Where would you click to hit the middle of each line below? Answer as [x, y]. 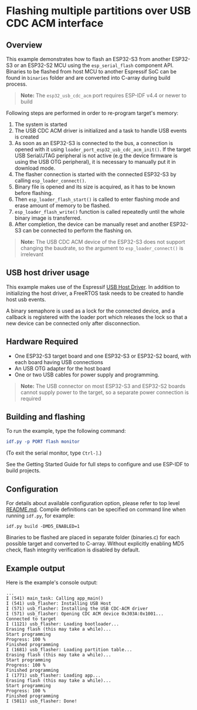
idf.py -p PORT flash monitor [43, 442]
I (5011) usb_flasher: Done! [42, 701]
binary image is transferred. [48, 218]
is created [27, 137]
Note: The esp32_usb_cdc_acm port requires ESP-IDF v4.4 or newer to [103, 95]
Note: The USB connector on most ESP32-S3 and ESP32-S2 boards [103, 386]
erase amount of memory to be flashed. [62, 206]
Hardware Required [42, 342]
